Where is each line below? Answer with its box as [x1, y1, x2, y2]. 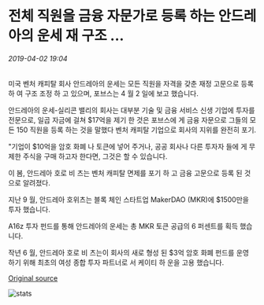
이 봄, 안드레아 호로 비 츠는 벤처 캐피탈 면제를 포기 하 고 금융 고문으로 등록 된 [8, 168, 243, 178]
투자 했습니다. [8, 205, 51, 215]
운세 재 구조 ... [36, 27, 125, 45]
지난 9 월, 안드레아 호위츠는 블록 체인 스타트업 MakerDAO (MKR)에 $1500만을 [8, 195, 250, 204]
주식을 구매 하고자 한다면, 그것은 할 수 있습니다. [22, 152, 168, 161]
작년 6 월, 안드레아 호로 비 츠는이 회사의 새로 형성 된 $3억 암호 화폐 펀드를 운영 [8, 248, 250, 258]
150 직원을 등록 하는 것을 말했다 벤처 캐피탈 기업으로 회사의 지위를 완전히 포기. [16, 125, 257, 134]
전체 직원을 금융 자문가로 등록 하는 [8, 7, 215, 25]
